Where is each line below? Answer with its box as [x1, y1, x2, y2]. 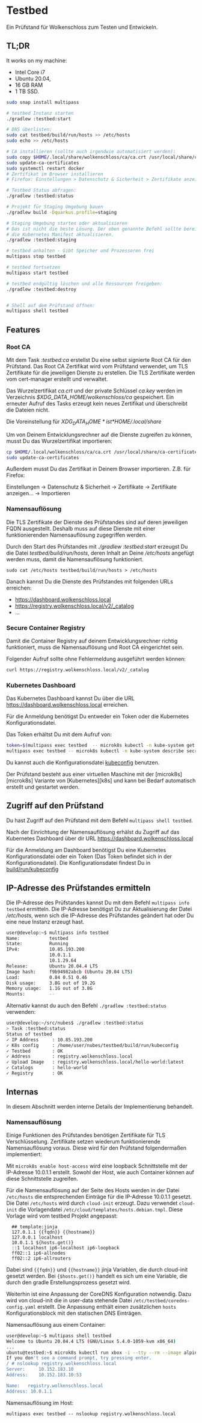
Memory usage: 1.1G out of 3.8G [6, 986, 93, 992]
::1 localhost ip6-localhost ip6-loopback [11, 1245, 120, 1251]
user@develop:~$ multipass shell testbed [6, 1332, 112, 1339]
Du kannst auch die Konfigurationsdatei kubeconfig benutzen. [6, 759, 160, 766]
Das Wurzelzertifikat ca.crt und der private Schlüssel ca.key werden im [6, 387, 183, 394]
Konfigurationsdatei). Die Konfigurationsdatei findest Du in [6, 859, 151, 866]
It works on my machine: [6, 56, 67, 64]
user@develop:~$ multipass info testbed [6, 930, 109, 936]
